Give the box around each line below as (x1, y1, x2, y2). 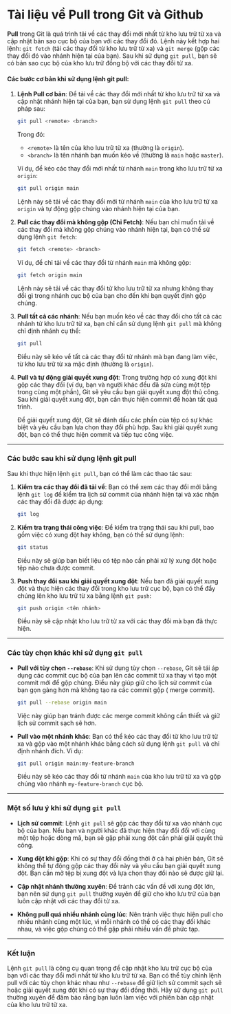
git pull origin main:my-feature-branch (16, 760, 135, 767)
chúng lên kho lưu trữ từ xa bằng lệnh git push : (16, 592, 152, 600)
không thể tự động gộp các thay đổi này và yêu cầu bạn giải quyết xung (16, 861, 221, 870)
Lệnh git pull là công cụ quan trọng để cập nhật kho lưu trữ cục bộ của (7, 964, 212, 973)
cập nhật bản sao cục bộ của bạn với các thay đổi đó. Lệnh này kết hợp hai (7, 36, 220, 45)
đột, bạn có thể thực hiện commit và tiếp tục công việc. (16, 430, 174, 438)
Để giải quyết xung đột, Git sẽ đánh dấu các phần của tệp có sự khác (16, 416, 213, 424)
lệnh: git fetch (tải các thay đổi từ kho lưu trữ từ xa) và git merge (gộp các (7, 44, 220, 52)
